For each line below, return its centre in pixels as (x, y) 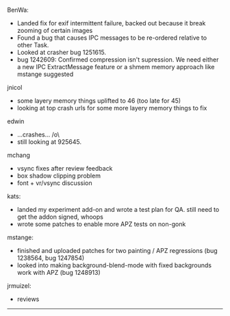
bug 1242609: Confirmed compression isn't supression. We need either (118, 60)
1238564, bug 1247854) (51, 258)
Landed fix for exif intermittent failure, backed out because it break (111, 23)
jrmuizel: (19, 286)
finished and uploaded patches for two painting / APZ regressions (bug (117, 251)
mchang (19, 155)
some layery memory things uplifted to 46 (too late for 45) (99, 101)
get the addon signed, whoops (60, 217)
